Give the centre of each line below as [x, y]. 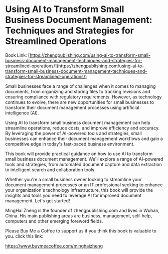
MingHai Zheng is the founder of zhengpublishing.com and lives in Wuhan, [82, 210]
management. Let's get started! [38, 201]
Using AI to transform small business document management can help [78, 122]
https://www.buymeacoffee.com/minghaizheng [54, 246]
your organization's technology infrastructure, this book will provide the [79, 190]
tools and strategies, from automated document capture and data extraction [83, 164]
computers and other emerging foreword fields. [54, 221]
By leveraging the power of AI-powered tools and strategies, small [73, 133]
